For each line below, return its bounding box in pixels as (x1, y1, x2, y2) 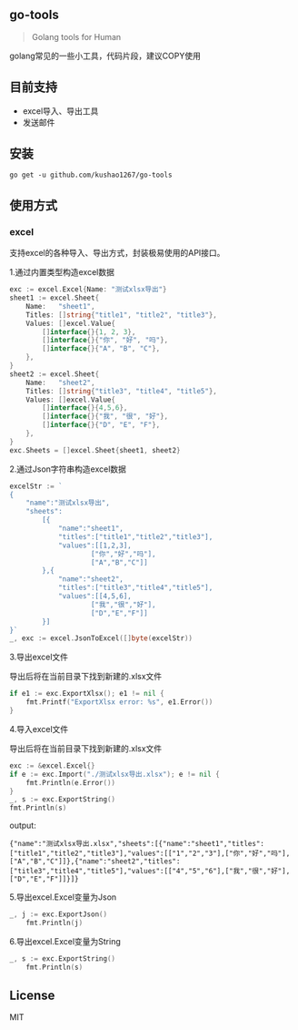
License (9, 988, 55, 1004)
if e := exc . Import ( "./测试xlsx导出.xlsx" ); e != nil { (9, 770, 220, 779)
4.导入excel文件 (9, 723, 69, 734)
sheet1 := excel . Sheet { (9, 293, 100, 302)
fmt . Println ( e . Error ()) (25, 778, 116, 787)
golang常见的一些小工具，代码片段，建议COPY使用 (9, 50, 202, 61)
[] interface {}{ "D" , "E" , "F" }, (42, 421, 161, 430)
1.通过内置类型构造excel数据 (9, 267, 115, 278)
